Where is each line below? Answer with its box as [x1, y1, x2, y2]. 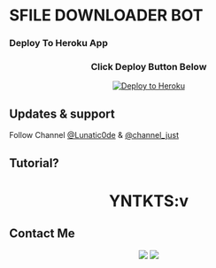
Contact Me [9, 226, 75, 241]
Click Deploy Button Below [90, 61, 207, 73]
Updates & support [9, 106, 115, 121]
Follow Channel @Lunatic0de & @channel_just [9, 130, 180, 141]
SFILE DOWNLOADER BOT [9, 5, 204, 26]
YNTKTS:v [109, 191, 189, 211]
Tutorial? [9, 156, 59, 171]
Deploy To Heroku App [9, 37, 108, 50]
